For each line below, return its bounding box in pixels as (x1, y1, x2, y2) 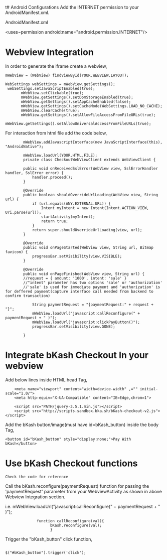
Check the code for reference (5, 474, 69, 479)
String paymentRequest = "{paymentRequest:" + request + (32, 302, 154, 307)
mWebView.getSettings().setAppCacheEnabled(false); (21, 99, 131, 104)
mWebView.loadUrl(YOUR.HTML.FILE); (23, 153, 98, 158)
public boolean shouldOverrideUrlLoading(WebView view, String (23, 192, 158, 197)
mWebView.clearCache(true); (21, 108, 80, 113)
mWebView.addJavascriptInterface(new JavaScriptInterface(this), (23, 139, 163, 145)
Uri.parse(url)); (5, 210, 42, 215)
